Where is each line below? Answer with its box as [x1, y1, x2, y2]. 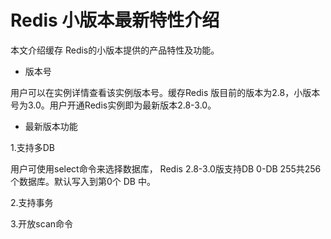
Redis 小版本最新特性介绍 [10, 9, 220, 32]
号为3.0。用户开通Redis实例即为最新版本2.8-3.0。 [10, 99, 217, 111]
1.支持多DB [10, 141, 55, 153]
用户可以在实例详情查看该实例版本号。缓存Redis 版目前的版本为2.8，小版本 [10, 86, 321, 98]
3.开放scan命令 [10, 217, 74, 230]
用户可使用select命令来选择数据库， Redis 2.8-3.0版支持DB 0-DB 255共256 [10, 162, 322, 175]
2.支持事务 [10, 196, 54, 208]
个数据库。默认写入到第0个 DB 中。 [10, 175, 156, 187]
